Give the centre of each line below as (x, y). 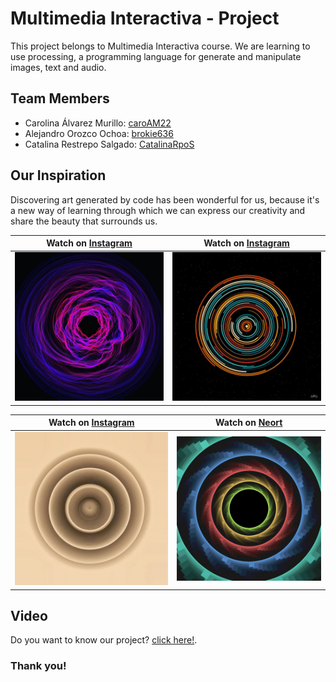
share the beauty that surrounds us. (84, 221)
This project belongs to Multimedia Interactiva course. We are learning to (160, 46)
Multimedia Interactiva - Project (145, 18)
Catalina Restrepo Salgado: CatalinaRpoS (109, 144)
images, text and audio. (58, 67)
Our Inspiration (58, 175)
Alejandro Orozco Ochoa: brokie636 (99, 133)
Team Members (60, 98)
